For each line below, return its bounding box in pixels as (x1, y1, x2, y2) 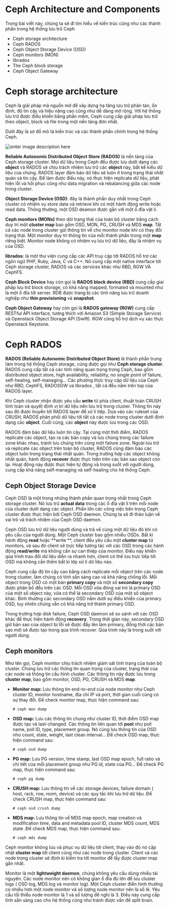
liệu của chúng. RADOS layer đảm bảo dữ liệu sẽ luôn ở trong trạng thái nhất (5, 169, 164, 175)
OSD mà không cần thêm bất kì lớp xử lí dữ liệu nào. (5, 559, 113, 565)
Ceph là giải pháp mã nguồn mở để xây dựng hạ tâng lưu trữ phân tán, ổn (5, 102, 157, 108)
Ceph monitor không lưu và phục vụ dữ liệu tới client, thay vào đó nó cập (5, 844, 156, 850)
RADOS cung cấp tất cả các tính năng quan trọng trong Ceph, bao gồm (5, 366, 153, 372)
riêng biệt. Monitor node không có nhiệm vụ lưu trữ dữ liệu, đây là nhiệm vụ (5, 237, 162, 244)
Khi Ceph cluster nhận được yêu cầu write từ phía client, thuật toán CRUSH (5, 397, 161, 404)
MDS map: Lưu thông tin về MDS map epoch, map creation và (12, 815, 142, 821)
